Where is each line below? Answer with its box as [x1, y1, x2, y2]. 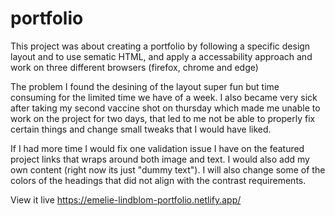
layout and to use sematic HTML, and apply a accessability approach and [10, 50, 313, 62]
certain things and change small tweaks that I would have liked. [10, 123, 272, 135]
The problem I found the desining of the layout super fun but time [10, 80, 280, 92]
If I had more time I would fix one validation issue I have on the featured [10, 142, 305, 154]
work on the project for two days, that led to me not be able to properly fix [10, 112, 316, 124]
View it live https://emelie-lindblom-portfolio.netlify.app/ [10, 193, 242, 206]
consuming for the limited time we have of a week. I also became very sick [10, 91, 318, 103]
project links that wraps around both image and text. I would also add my [10, 153, 310, 165]
